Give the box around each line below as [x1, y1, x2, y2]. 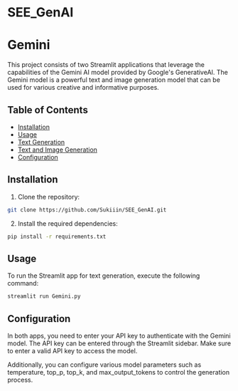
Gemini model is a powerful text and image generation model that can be [7, 75, 220, 84]
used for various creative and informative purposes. [7, 83, 160, 92]
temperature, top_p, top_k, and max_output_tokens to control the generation [7, 368, 230, 376]
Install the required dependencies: [17, 219, 119, 228]
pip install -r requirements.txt [7, 233, 107, 240]
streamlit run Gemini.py [7, 293, 81, 300]
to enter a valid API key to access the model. [7, 347, 138, 355]
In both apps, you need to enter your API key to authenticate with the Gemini [7, 332, 231, 340]
